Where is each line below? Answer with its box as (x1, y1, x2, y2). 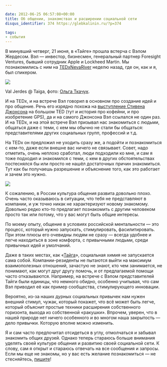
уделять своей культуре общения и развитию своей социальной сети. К (5, 340, 160, 347)
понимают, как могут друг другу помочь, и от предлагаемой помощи (5, 268, 154, 274)
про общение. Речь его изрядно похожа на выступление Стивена (5, 103, 146, 110)
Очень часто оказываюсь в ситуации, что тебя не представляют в (5, 195, 147, 202)
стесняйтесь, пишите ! (5, 356, 51, 362)
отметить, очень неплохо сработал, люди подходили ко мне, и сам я (5, 150, 153, 156)
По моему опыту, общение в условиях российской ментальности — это (5, 221, 159, 227)
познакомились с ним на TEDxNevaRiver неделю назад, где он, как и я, (5, 64, 157, 70)
